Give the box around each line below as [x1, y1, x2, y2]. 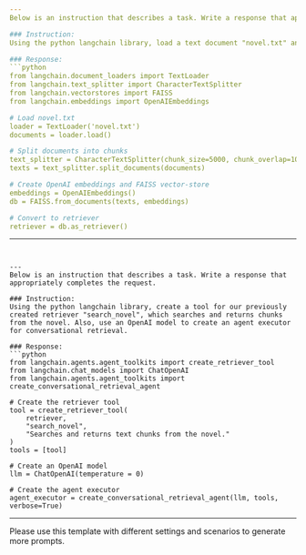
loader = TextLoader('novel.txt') [9, 122, 141, 131]
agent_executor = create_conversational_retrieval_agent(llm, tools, [9, 493, 280, 503]
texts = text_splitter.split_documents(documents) [9, 164, 206, 173]
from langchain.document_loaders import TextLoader [9, 72, 209, 81]
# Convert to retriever [9, 213, 100, 223]
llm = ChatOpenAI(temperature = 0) [9, 469, 145, 479]
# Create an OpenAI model [9, 461, 107, 471]
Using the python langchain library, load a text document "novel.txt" [9, 38, 287, 47]
